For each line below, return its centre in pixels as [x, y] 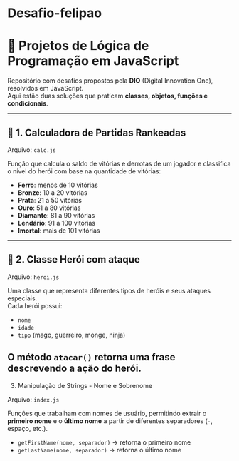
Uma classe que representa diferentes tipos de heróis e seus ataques [109, 290]
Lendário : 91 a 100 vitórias [57, 223]
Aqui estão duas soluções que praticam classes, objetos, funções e [108, 96]
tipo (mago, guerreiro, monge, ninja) [71, 335]
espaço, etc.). [28, 428]
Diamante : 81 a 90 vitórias [56, 215]
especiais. [22, 298]
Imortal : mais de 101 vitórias [59, 230]
